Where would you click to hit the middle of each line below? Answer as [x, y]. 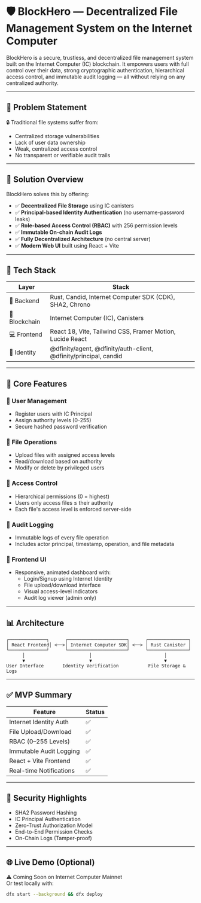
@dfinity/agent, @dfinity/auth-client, [102, 349]
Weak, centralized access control [56, 149]
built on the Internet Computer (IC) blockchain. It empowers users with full [98, 64]
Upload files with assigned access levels [65, 455]
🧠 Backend [25, 301]
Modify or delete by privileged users [60, 468]
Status [95, 712]
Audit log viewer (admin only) [60, 598]
